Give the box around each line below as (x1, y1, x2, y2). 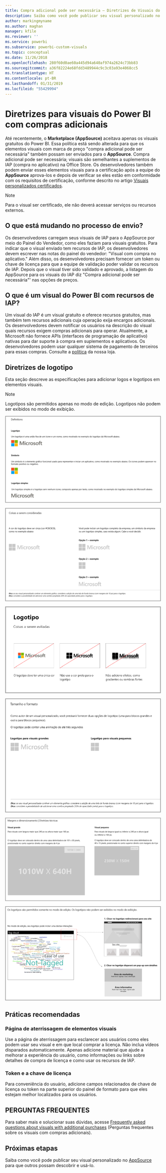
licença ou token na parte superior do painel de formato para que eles (5, 1086, 148, 1092)
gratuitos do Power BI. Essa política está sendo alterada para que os (5, 140, 144, 146)
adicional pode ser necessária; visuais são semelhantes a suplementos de (5, 156, 156, 162)
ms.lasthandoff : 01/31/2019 (5, 81, 63, 86)
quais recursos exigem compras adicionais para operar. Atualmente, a (5, 328, 148, 334)
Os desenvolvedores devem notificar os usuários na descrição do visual (5, 323, 152, 329)
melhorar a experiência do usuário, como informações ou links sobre (5, 1052, 145, 1058)
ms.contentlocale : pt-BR (5, 76, 56, 81)
